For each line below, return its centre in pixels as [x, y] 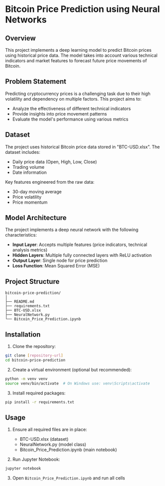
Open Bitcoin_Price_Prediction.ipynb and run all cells [69, 478]
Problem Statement [36, 81]
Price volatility [27, 197]
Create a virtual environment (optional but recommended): [72, 369]
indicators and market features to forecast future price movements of [76, 61]
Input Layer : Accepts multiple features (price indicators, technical [80, 244]
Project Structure [32, 282]
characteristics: [21, 235]
